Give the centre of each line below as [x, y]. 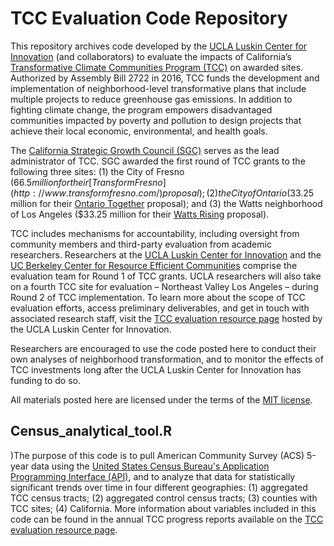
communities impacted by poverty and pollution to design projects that [156, 120]
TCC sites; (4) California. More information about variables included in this [163, 508]
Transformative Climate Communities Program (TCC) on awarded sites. [157, 67]
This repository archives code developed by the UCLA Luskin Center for [159, 46]
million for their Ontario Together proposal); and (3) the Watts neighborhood [166, 203]
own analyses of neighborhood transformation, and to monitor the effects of [167, 359]
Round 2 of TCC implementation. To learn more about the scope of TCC [158, 297]
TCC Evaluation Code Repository [149, 18]
